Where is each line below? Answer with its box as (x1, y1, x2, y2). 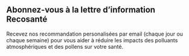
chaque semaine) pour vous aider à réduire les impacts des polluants (6, 36, 178, 44)
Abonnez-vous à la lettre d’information (6, 5, 156, 15)
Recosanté (6, 14, 48, 25)
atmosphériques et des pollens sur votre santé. (6, 43, 124, 50)
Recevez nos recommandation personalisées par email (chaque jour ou (6, 30, 183, 37)
